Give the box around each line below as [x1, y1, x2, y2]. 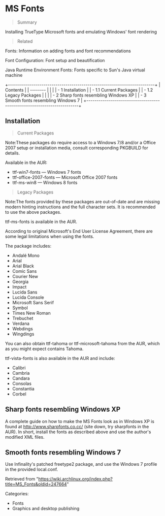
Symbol [12, 305, 28, 311]
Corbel [12, 391, 27, 397]
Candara [12, 375, 30, 381]
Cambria [12, 370, 30, 376]
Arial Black [12, 263, 34, 269]
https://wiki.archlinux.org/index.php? [38, 476, 113, 482]
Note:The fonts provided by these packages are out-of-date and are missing [5, 198, 160, 204]
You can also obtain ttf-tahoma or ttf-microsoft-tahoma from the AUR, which [5, 340, 160, 346]
